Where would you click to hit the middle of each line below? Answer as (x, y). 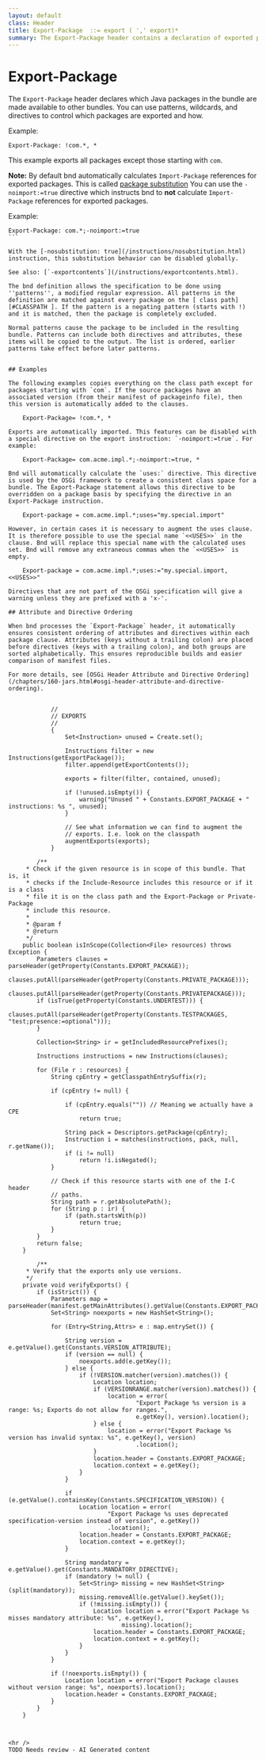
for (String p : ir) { (88, 1209)
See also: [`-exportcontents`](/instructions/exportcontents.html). (123, 273)
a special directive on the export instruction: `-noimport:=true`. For (131, 439)
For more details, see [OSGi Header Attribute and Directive (111, 675)
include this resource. (72, 911)
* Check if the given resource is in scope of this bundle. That (136, 869)
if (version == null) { (104, 1355)
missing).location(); (157, 1625)
